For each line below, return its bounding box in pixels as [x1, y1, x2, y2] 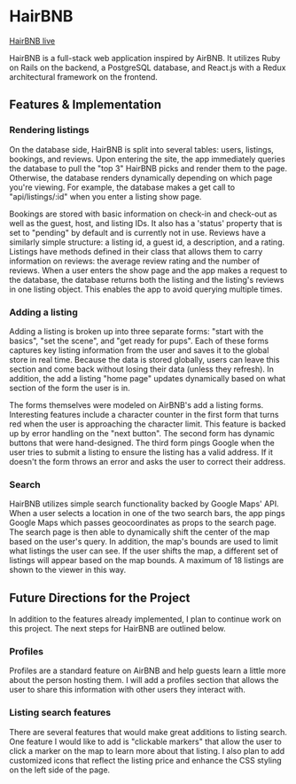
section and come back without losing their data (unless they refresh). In [9, 364, 275, 374]
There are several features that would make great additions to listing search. [9, 726, 288, 737]
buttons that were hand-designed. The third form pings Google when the [9, 437, 275, 448]
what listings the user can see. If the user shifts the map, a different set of [9, 545, 279, 556]
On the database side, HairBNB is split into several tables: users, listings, [9, 144, 275, 154]
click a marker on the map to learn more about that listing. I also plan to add [9, 745, 285, 756]
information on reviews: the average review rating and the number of [9, 255, 261, 266]
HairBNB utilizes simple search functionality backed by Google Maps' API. [9, 498, 279, 509]
